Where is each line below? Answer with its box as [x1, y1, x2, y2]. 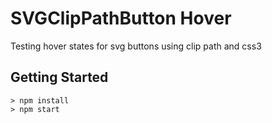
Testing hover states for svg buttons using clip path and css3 [10, 40, 262, 52]
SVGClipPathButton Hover [10, 7, 232, 30]
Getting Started [10, 69, 109, 86]
